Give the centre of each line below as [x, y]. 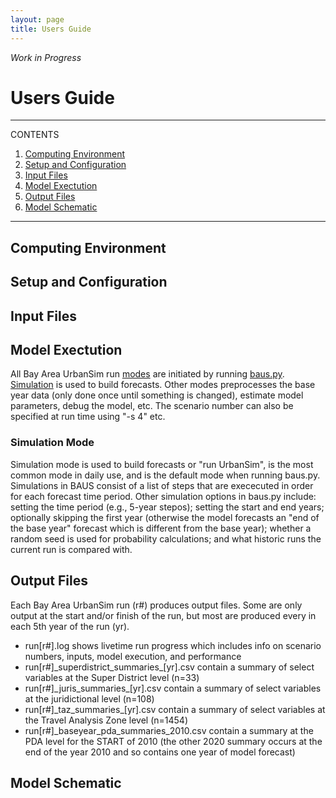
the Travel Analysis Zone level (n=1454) [106, 720]
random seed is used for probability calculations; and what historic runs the [166, 538]
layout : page [37, 19]
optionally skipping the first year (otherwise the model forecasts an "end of [165, 517]
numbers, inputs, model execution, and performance [133, 656]
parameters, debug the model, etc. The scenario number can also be [152, 406]
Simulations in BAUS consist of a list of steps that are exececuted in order [162, 485]
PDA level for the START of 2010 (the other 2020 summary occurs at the [173, 741]
